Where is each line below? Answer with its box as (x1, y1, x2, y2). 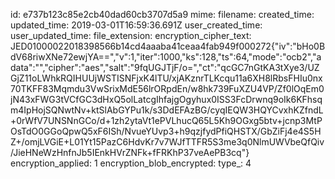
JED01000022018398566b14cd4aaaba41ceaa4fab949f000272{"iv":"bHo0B (10, 40, 326, 52)
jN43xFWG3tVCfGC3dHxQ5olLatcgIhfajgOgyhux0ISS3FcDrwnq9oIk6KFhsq (10, 94, 323, 105)
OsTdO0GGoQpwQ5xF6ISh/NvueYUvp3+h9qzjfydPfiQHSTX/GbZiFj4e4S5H (10, 125, 322, 137)
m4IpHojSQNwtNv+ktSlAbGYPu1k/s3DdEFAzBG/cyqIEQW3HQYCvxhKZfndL (10, 104, 324, 116)
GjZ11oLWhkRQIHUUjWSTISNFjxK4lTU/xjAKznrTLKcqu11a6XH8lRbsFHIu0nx (10, 72, 323, 84)
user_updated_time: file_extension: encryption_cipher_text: (10, 30, 252, 41)
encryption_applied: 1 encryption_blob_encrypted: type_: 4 (10, 157, 252, 169)
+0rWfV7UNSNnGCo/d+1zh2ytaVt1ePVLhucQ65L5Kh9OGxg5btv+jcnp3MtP (10, 115, 323, 126)
